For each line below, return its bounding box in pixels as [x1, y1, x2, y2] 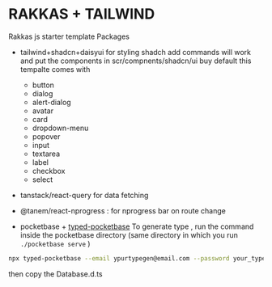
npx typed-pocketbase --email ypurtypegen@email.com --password [8, 254, 230, 263]
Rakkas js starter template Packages [8, 32, 130, 41]
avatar [32, 106, 54, 116]
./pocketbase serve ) [19, 238, 91, 248]
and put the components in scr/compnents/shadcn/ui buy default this [19, 56, 252, 65]
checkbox [32, 166, 66, 175]
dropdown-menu [32, 123, 89, 133]
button [32, 80, 55, 90]
